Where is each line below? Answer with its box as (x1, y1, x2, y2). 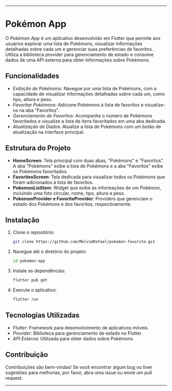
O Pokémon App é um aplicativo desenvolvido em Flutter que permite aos (5, 35, 161, 41)
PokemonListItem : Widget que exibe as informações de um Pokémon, (12, 184, 161, 191)
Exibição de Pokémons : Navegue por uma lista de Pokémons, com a (12, 85, 157, 91)
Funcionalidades (5, 72, 60, 80)
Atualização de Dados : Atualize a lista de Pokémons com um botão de (12, 124, 161, 130)
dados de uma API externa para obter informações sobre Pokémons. (5, 57, 150, 63)
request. (5, 375, 23, 381)
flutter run (12, 297, 38, 302)
